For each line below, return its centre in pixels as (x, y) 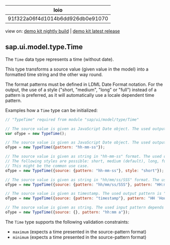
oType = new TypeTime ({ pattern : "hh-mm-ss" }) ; (55, 147)
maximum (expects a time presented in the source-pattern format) (79, 232)
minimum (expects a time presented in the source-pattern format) (79, 237)
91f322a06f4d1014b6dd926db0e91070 (58, 19)
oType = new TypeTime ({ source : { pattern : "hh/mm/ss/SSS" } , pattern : (79, 185)
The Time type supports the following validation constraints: (67, 222)
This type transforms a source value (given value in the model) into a (77, 69)
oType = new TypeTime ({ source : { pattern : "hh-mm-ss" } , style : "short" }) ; (85, 170)
